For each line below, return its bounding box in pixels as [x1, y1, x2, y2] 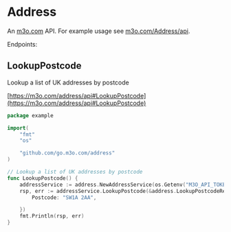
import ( [7, 124, 30, 131]
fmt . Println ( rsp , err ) [19, 213, 85, 220]
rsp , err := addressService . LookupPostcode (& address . [19, 187, 177, 194]
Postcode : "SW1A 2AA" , [32, 194, 97, 201]
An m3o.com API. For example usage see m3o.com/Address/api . [7, 27, 190, 35]
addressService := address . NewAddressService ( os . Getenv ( [19, 181, 186, 188]
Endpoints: [7, 40, 38, 48]
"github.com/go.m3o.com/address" [19, 150, 115, 156]
